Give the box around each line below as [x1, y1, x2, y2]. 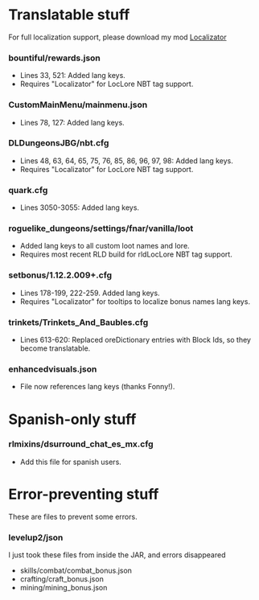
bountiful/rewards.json [8, 52, 101, 64]
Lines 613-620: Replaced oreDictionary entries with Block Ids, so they [19, 335, 252, 345]
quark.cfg [8, 184, 48, 195]
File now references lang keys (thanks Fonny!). [19, 382, 175, 392]
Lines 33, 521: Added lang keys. [19, 71, 126, 80]
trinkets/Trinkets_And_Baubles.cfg [8, 316, 149, 327]
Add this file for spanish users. [19, 457, 122, 466]
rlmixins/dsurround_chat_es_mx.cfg [8, 438, 154, 450]
